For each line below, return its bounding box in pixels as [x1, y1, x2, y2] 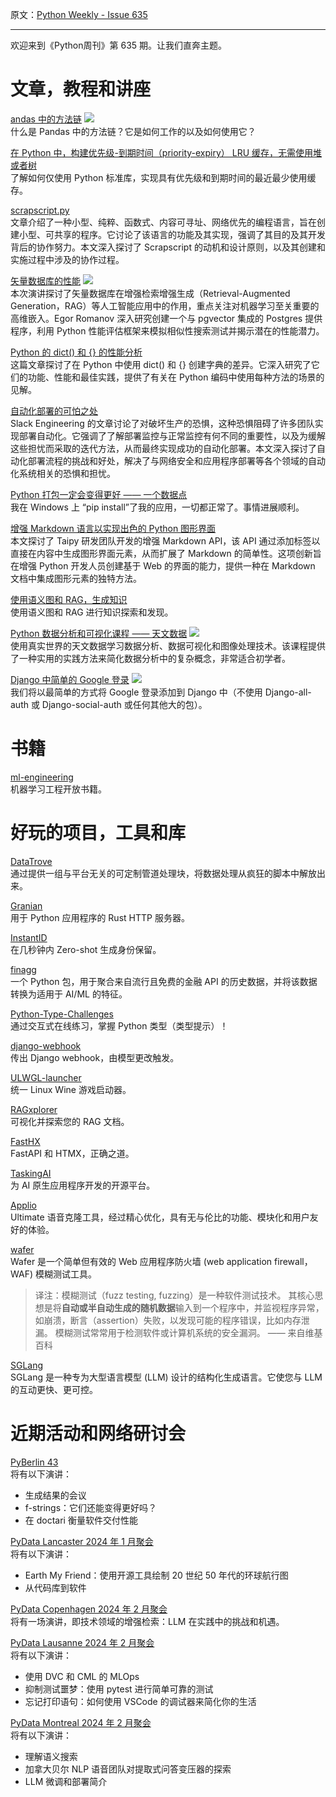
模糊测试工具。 [34, 1268, 97, 1280]
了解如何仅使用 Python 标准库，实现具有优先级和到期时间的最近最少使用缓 [10, 171, 317, 183]
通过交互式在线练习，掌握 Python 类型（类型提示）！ [10, 1019, 229, 1032]
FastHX [10, 1135, 41, 1147]
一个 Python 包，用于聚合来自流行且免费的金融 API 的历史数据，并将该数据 [10, 975, 318, 987]
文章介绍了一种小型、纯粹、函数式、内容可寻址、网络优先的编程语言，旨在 [10, 216, 317, 228]
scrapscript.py [10, 204, 70, 216]
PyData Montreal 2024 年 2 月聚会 [10, 1716, 152, 1728]
